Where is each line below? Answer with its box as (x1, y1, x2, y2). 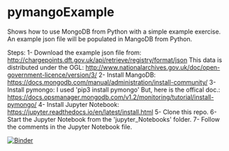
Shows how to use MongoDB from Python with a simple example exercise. (7, 27, 221, 36)
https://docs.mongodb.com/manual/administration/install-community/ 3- (7, 78, 216, 86)
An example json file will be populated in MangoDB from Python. (7, 34, 193, 43)
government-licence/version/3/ (7, 71, 98, 79)
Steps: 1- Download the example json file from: (7, 48, 142, 57)
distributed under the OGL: (7, 63, 84, 71)
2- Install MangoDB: (98, 71, 156, 79)
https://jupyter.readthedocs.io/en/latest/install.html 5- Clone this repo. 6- (7, 108, 217, 116)
